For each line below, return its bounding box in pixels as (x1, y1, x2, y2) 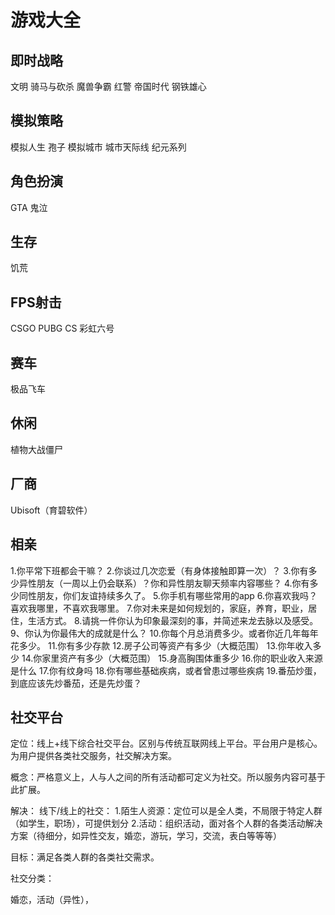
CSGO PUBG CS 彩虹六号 (10, 322, 115, 335)
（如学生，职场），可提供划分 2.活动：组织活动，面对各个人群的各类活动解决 (10, 817, 323, 830)
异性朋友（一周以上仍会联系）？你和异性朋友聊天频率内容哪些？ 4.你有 (18, 577, 310, 589)
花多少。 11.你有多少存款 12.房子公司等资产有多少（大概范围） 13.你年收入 (10, 639, 313, 651)
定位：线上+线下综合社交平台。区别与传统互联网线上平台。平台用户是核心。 (10, 737, 323, 750)
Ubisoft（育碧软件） (10, 504, 93, 516)
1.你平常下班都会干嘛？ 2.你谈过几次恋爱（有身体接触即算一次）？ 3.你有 (10, 564, 309, 576)
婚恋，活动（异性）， (10, 894, 94, 906)
